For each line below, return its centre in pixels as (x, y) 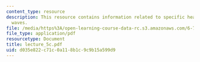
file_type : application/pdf (41, 34)
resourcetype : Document (36, 39)
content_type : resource (36, 12)
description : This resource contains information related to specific (96, 17)
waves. (20, 22)
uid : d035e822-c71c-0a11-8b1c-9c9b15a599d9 (61, 50)
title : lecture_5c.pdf (34, 45)
